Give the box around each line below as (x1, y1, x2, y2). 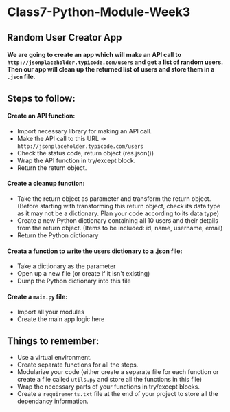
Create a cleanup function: (7, 180, 85, 188)
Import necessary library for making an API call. (16, 127, 152, 135)
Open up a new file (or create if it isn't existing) (16, 270, 150, 278)
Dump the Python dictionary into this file (16, 277, 132, 285)
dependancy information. (16, 397, 89, 406)
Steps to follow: (7, 92, 76, 104)
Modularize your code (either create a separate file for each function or (16, 368, 219, 376)
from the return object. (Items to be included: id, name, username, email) (16, 224, 223, 232)
